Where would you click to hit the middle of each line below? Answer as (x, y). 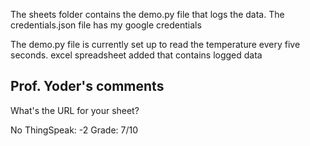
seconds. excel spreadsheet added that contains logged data (136, 55)
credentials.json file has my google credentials (106, 25)
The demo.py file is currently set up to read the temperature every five (155, 44)
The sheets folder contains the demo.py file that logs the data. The (147, 14)
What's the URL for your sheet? (75, 110)
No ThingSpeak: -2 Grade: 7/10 (74, 130)
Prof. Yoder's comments (87, 86)
